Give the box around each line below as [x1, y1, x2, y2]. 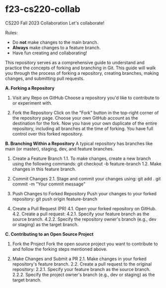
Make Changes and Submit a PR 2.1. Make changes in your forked [12, 256, 147, 262]
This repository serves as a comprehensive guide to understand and [5, 59, 145, 65]
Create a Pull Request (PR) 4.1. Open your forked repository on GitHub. [12, 205, 157, 211]
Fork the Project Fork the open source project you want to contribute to [12, 241, 158, 247]
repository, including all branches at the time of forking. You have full [12, 126, 154, 132]
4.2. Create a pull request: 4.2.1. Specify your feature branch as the [12, 211, 150, 217]
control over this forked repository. [12, 131, 83, 137]
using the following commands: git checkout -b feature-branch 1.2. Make [12, 160, 162, 166]
